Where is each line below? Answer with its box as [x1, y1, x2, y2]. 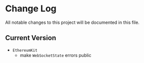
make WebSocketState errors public [19, 52, 91, 58]
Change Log [5, 3, 56, 14]
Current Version [5, 34, 56, 42]
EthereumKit [12, 48, 37, 53]
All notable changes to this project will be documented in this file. [5, 19, 140, 25]
